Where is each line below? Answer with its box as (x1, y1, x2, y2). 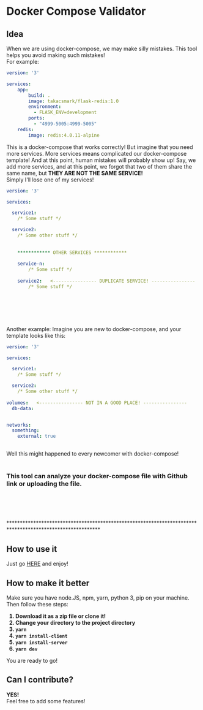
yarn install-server (15, 639, 68, 646)
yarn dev (15, 646, 38, 652)
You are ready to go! (6, 657, 58, 664)
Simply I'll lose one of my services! (6, 176, 94, 183)
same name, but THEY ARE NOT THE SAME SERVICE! (6, 169, 143, 177)
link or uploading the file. (6, 479, 83, 488)
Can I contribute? (6, 674, 74, 685)
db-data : (12, 405, 34, 411)
